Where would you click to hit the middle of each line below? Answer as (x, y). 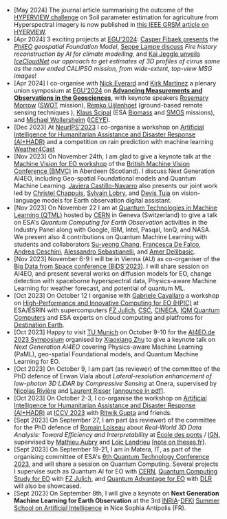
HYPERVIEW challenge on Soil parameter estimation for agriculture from (116, 17)
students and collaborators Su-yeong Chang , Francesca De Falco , (107, 244)
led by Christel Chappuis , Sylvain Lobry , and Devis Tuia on (96, 193)
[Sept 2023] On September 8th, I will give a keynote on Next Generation (116, 493)
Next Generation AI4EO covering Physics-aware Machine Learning (108, 347)
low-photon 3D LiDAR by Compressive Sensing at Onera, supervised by (115, 383)
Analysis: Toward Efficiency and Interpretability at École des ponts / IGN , (117, 435)
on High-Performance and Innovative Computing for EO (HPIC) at (106, 303)
